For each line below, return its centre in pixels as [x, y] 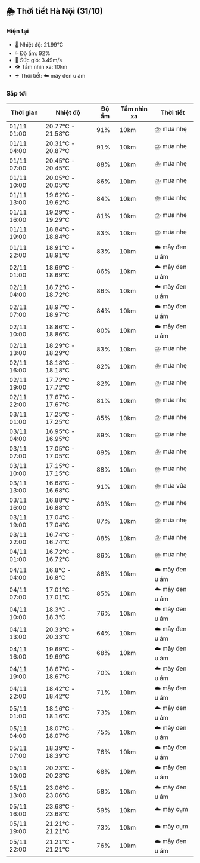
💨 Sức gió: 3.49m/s [38, 60]
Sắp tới [16, 93]
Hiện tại [18, 31]
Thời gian [25, 112]
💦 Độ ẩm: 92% [32, 53]
